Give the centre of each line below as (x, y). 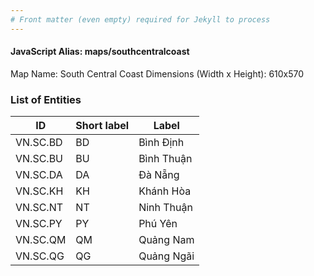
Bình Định (161, 143)
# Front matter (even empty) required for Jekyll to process (140, 19)
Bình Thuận (165, 159)
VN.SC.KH (39, 191)
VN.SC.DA (39, 175)
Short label (102, 126)
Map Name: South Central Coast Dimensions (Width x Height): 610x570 (157, 73)
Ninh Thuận (165, 208)
